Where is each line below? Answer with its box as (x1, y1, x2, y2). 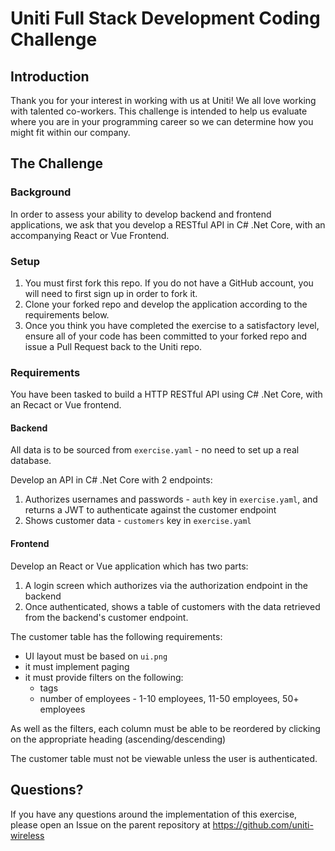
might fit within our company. (10, 127, 131, 138)
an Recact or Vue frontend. (10, 399, 122, 411)
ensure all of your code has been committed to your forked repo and (24, 330, 308, 342)
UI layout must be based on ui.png (24, 650, 168, 662)
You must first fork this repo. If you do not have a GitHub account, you (24, 277, 314, 289)
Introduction (10, 68, 90, 85)
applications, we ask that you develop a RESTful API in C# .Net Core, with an (10, 218, 326, 231)
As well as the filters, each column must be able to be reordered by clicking (10, 722, 321, 734)
